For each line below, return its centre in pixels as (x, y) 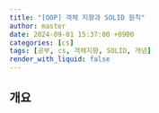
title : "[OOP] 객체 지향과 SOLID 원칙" (77, 17)
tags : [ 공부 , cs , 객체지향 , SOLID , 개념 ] (80, 51)
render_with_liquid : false (60, 59)
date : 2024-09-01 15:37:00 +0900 (72, 34)
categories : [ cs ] (42, 43)
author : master (38, 26)
